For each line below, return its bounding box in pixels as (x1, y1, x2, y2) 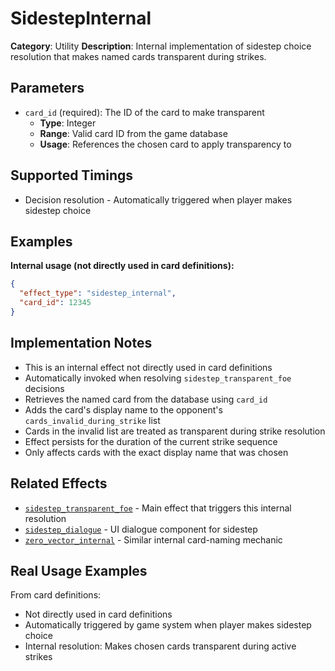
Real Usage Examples (10, 562, 148, 579)
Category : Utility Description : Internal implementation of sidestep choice (10, 40, 312, 52)
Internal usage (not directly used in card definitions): (10, 260, 235, 272)
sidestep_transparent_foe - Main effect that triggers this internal (24, 502, 292, 514)
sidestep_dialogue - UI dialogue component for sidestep (24, 523, 258, 535)
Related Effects (10, 475, 108, 492)
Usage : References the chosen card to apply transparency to (39, 138, 292, 150)
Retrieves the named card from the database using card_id (24, 393, 268, 405)
